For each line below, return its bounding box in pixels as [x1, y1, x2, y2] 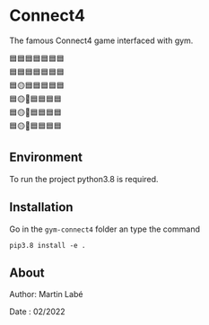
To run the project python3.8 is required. [9, 173, 159, 184]
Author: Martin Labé [9, 289, 83, 300]
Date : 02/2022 [9, 306, 65, 317]
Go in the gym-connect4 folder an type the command [9, 224, 200, 234]
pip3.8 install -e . [9, 241, 87, 250]
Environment [9, 150, 83, 165]
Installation [9, 199, 74, 215]
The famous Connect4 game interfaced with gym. [9, 35, 194, 46]
